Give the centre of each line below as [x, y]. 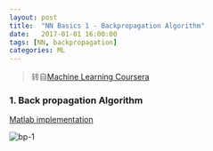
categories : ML [37, 51]
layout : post [33, 17]
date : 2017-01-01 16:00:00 [63, 34]
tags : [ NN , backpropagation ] [63, 42]
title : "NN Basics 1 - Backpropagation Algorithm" [107, 26]
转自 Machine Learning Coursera [90, 77]
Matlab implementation [51, 120]
